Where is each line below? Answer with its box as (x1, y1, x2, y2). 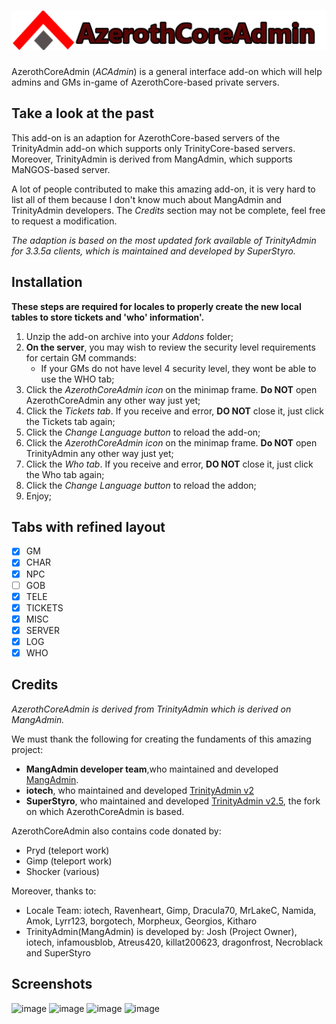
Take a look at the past (11, 105, 154, 122)
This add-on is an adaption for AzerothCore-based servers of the (11, 131, 281, 144)
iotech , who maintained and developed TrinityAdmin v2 (25, 784, 255, 796)
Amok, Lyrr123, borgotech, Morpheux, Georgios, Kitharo (25, 915, 258, 927)
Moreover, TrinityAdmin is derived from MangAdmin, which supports (11, 153, 293, 165)
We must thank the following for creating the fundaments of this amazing (11, 733, 312, 745)
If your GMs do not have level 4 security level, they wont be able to (40, 362, 317, 374)
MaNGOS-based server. (11, 163, 111, 175)
